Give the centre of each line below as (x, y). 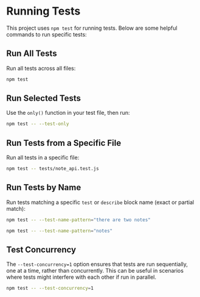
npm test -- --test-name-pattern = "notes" (60, 231)
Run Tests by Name (44, 187)
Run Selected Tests (43, 98)
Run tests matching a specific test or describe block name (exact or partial (100, 202)
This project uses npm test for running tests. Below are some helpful (92, 28)
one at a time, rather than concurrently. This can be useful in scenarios (95, 271)
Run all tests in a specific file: (43, 158)
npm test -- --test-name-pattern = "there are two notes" (78, 220)
